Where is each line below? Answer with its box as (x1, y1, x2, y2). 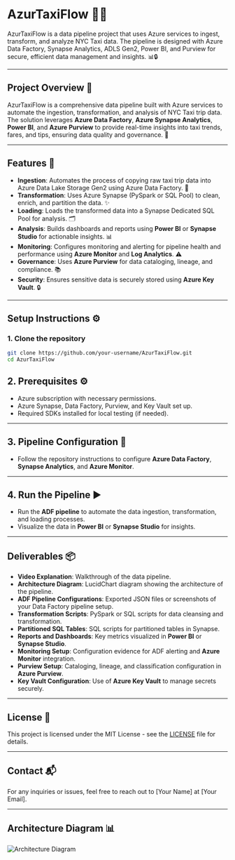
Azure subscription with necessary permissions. (17, 394, 157, 402)
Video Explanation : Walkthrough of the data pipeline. (17, 572, 171, 581)
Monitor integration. (17, 654, 76, 663)
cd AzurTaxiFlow (7, 356, 55, 364)
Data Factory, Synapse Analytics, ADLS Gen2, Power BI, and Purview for (7, 44, 216, 53)
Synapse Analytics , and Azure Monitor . (17, 462, 134, 470)
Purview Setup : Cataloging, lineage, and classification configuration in (17, 662, 222, 670)
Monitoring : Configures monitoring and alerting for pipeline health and (17, 242, 222, 251)
